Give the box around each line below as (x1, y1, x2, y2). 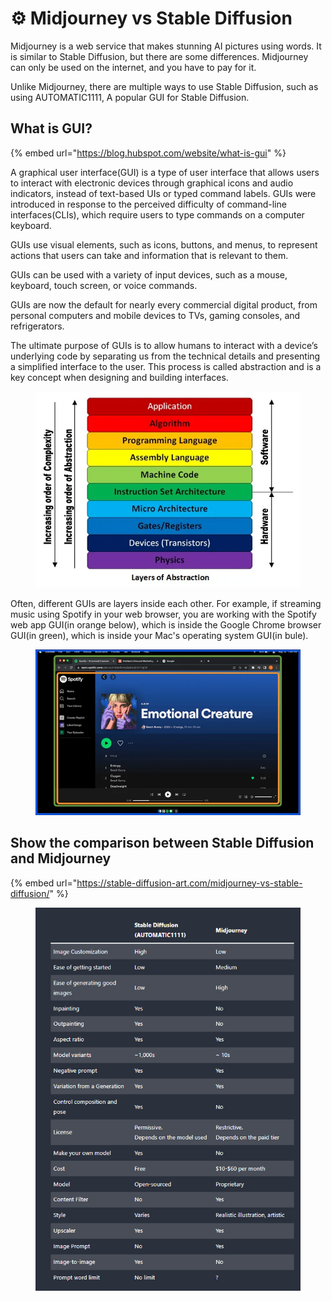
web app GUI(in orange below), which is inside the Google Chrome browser (10, 619, 322, 631)
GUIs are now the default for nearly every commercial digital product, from (10, 298, 318, 311)
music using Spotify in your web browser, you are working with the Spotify (10, 608, 317, 621)
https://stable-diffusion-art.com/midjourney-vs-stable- (76, 877, 303, 889)
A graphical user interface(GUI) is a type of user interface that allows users (10, 166, 320, 178)
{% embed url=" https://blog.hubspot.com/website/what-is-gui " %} (10, 147, 287, 159)
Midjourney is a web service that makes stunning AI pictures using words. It (10, 40, 322, 52)
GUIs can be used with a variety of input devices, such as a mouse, (10, 268, 288, 281)
